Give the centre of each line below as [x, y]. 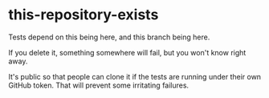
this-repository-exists [84, 15]
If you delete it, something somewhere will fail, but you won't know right [127, 52]
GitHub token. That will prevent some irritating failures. [99, 85]
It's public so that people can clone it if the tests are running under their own [135, 76]
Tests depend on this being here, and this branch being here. [109, 37]
